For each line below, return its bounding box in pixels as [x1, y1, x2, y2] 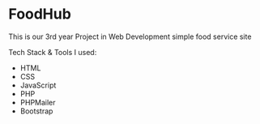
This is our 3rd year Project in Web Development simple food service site [8, 32, 252, 41]
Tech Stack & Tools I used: [8, 47, 97, 57]
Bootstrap [19, 106, 53, 116]
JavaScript [19, 80, 57, 90]
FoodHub [8, 5, 71, 24]
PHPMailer [19, 97, 56, 107]
